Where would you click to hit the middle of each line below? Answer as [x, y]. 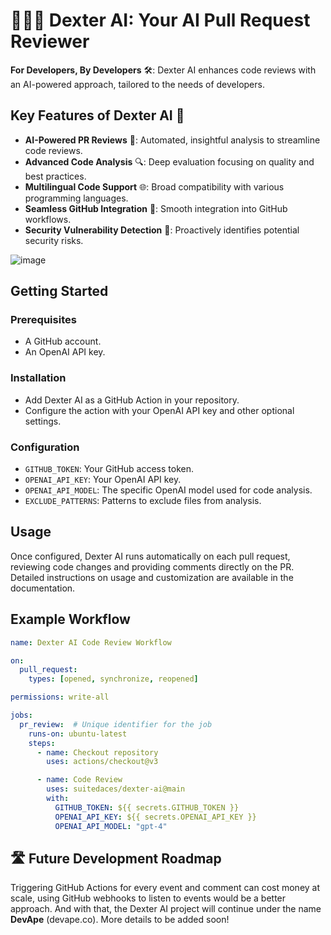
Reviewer [50, 41]
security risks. [54, 240]
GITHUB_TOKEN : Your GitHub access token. [109, 469]
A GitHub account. [63, 341]
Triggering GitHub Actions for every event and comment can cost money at [165, 888]
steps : [42, 743]
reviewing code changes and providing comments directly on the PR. [152, 566]
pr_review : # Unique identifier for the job [116, 724]
